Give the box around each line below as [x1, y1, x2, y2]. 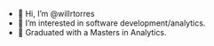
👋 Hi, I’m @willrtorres [17, 9, 95, 19]
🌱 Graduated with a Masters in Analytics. [17, 27, 167, 37]
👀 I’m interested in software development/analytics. [17, 18, 206, 28]
